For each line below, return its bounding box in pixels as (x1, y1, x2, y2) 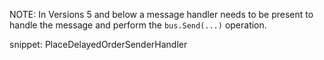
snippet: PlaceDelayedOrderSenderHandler (9, 39, 188, 50)
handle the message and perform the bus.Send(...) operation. (9, 19, 267, 31)
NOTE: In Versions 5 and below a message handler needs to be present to (9, 9, 314, 20)
